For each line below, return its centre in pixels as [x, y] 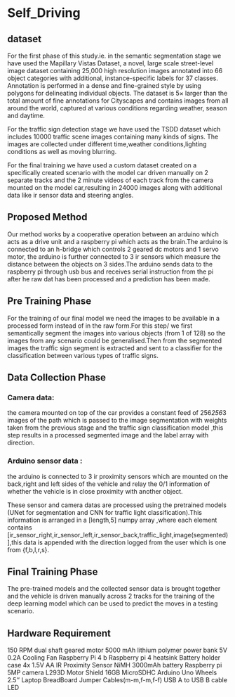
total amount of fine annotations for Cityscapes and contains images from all [118, 101]
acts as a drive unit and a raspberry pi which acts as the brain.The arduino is [118, 241]
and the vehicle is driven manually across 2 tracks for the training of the [111, 596]
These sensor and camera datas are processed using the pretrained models [117, 505]
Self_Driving [44, 13]
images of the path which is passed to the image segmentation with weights [117, 421]
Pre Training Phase [49, 301]
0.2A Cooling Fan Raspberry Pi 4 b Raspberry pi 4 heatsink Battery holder [114, 658]
